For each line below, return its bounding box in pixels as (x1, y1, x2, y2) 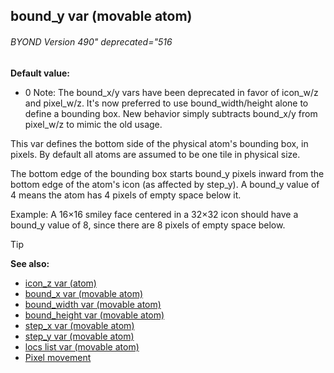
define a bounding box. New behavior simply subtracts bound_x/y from (24, 107, 318, 119)
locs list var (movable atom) (24, 340, 140, 353)
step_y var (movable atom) (24, 330, 135, 342)
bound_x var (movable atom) (24, 287, 144, 299)
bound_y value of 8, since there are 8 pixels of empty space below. (10, 219, 286, 231)
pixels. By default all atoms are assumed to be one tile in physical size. (10, 148, 301, 160)
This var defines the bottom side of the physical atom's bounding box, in (10, 137, 309, 149)
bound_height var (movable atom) (24, 309, 165, 321)
